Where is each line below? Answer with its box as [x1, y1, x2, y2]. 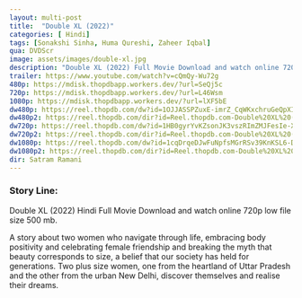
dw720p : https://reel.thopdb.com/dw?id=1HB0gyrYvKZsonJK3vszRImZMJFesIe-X [9, 122, 296, 131]
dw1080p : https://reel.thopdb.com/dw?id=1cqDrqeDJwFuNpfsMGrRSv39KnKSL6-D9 [9, 138, 299, 147]
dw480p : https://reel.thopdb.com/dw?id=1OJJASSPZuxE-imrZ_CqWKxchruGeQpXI [9, 105, 296, 114]
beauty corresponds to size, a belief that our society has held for [9, 250, 250, 261]
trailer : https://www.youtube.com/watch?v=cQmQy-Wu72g [9, 72, 219, 81]
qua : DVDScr [9, 47, 54, 56]
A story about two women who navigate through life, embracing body [9, 232, 267, 242]
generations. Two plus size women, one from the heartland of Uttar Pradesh [9, 260, 291, 271]
